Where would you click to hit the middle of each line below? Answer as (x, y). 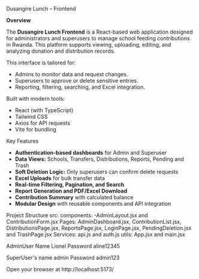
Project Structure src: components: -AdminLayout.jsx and (77, 215)
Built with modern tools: (35, 99)
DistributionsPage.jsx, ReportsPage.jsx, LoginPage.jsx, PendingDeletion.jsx (99, 228)
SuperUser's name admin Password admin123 (63, 258)
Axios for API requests (43, 123)
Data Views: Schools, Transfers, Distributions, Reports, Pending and (99, 159)
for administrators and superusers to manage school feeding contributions (98, 38)
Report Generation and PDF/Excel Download (71, 191)
